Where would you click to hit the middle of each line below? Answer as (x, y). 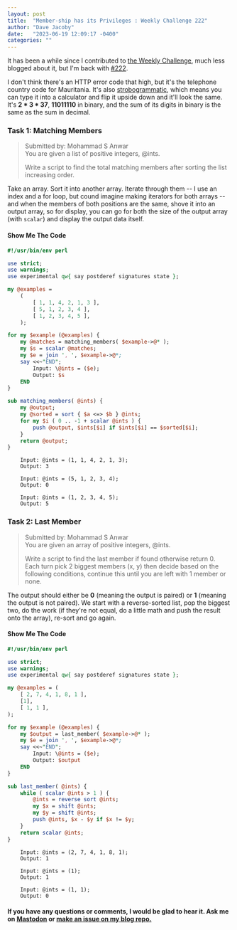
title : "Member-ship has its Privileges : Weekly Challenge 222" (108, 21)
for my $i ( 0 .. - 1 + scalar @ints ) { (81, 421)
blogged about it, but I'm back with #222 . (68, 68)
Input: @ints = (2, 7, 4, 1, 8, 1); (75, 852)
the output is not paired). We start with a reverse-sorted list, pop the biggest (119, 603)
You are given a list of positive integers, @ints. (92, 154)
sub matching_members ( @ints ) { (55, 401)
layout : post (27, 14)
